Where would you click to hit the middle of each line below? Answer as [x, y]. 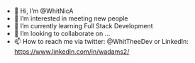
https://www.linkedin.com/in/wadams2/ [72, 52]
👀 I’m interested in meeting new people [71, 18]
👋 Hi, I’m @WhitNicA [44, 11]
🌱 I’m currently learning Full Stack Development [84, 26]
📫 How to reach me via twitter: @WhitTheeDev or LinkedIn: [101, 41]
